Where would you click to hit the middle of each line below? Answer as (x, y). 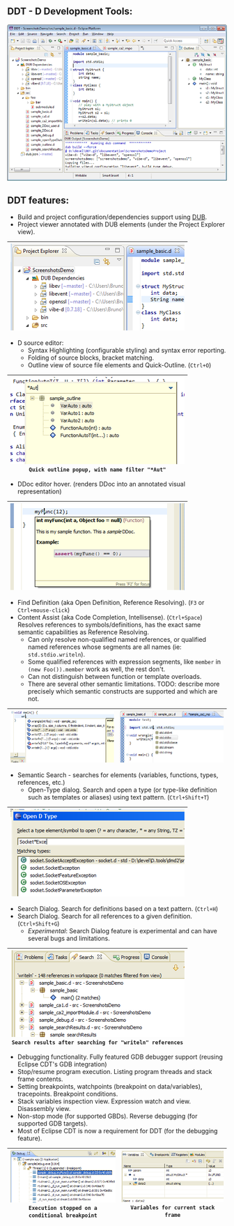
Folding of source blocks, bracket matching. (91, 358)
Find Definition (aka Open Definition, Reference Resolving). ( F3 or (111, 603)
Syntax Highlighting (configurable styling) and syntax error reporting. (127, 351)
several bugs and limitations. (69, 938)
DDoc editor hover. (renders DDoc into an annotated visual (101, 484)
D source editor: (40, 343)
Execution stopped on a (63, 1209)
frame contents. (40, 1079)
